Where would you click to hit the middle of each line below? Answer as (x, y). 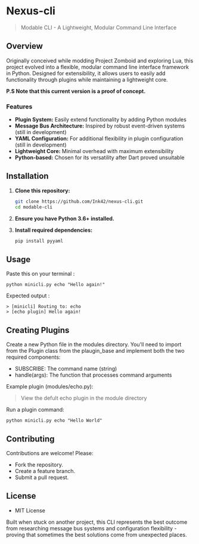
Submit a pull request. (42, 477)
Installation (27, 176)
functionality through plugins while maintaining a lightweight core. (87, 79)
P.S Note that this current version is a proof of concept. (76, 91)
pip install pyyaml (39, 241)
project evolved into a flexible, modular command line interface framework (98, 67)
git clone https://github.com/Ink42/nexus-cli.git (79, 201)
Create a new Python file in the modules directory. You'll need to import (94, 344)
